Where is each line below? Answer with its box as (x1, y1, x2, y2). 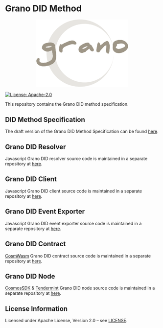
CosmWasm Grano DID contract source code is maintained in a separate (5, 253, 151, 258)
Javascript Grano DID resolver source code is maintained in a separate (5, 156, 148, 162)
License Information (5, 305, 68, 313)
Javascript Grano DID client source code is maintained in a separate (5, 188, 142, 194)
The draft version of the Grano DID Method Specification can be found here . (5, 128, 159, 135)
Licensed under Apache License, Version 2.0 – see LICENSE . (5, 318, 128, 324)
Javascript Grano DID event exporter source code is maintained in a (5, 220, 142, 226)
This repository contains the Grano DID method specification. (5, 101, 129, 107)
